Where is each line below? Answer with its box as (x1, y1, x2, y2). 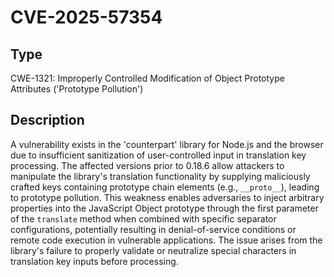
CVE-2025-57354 (10, 6, 163, 29)
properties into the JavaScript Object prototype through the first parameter (10, 202, 319, 214)
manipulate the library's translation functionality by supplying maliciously (10, 170, 311, 182)
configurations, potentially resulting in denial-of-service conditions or (10, 223, 297, 235)
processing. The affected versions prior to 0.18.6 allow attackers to (10, 159, 285, 171)
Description (10, 112, 85, 129)
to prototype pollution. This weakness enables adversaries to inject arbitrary (10, 191, 325, 203)
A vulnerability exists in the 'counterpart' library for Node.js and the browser (10, 138, 324, 150)
